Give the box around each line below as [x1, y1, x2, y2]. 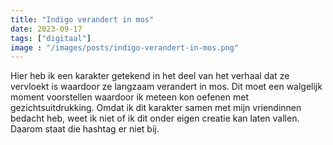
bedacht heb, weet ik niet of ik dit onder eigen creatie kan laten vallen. [10, 112, 300, 125]
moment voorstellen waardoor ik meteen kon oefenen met [10, 91, 249, 103]
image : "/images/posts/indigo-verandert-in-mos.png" [10, 42, 240, 53]
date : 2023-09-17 [10, 24, 83, 34]
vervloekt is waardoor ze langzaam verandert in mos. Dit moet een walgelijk [10, 81, 323, 93]
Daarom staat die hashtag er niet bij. [10, 123, 160, 135]
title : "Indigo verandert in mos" [10, 14, 155, 25]
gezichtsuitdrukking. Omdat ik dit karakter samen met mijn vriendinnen [10, 102, 302, 114]
